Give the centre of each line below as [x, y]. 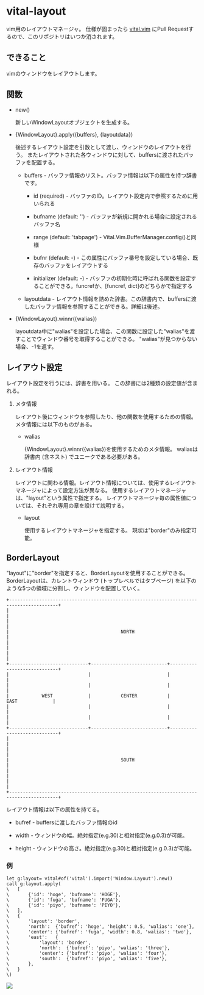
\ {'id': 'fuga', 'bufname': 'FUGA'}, [64, 900]
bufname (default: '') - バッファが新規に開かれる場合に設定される [115, 216]
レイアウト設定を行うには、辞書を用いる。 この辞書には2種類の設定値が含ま [102, 383]
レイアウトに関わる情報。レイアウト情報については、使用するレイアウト [106, 483]
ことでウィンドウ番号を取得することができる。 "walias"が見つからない [109, 339]
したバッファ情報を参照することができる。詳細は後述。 [93, 306]
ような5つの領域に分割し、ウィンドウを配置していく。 [75, 588]
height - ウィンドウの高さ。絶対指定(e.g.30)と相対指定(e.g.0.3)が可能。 [105, 849]
